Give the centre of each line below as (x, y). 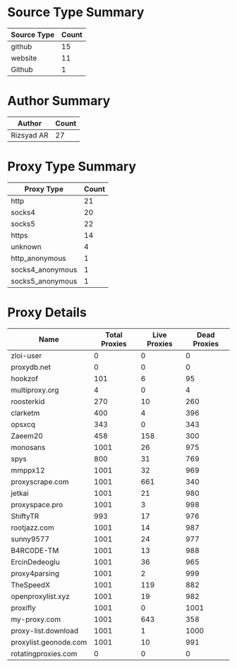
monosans (28, 447)
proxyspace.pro (37, 504)
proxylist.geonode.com (49, 642)
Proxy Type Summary (72, 167)
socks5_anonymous (44, 281)
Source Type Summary (76, 12)
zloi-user (26, 356)
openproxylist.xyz (41, 596)
